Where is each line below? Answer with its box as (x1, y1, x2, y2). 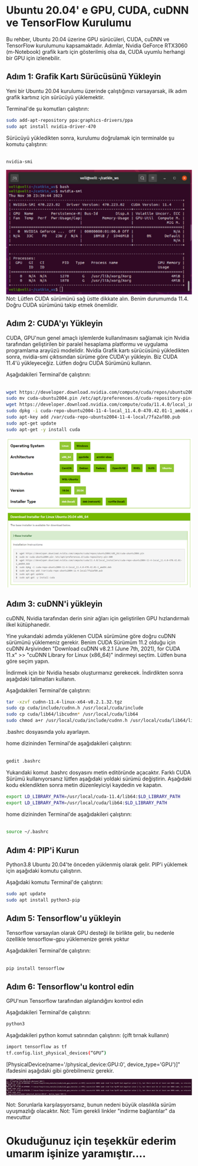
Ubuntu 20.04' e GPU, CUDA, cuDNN (6, 4, 189, 17)
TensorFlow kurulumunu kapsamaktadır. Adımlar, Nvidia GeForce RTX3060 (6, 42, 188, 49)
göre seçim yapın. (6, 658, 50, 665)
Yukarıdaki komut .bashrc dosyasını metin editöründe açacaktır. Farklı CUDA (6, 769, 192, 776)
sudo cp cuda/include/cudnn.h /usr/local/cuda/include (6, 705, 144, 711)
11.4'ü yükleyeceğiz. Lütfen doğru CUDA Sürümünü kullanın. (6, 359, 152, 367)
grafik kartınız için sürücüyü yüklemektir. (6, 93, 105, 101)
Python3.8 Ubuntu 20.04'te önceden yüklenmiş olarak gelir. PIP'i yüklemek (6, 861, 188, 868)
